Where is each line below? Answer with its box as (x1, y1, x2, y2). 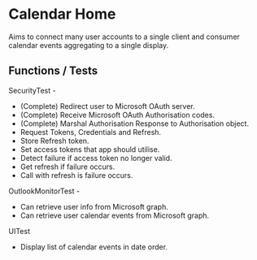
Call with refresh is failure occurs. (20, 170, 133, 180)
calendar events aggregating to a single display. (8, 40, 169, 50)
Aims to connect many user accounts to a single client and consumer (8, 32, 240, 41)
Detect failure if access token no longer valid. (20, 153, 172, 162)
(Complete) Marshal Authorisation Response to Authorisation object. (20, 119, 250, 128)
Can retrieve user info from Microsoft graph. (20, 201, 168, 211)
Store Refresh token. (20, 136, 89, 145)
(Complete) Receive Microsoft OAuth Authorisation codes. (20, 110, 216, 119)
